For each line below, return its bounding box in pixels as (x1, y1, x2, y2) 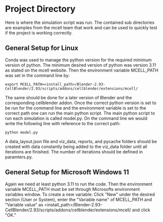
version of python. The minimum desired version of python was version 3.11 (5, 62, 156, 68)
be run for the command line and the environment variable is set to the (5, 105, 146, 111)
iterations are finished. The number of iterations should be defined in (5, 148, 143, 154)
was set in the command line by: (5, 72, 70, 78)
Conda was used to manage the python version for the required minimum (5, 57, 152, 63)
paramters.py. (5, 154, 33, 160)
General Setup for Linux (5, 44, 79, 52)
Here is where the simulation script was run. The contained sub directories (5, 19, 155, 25)
